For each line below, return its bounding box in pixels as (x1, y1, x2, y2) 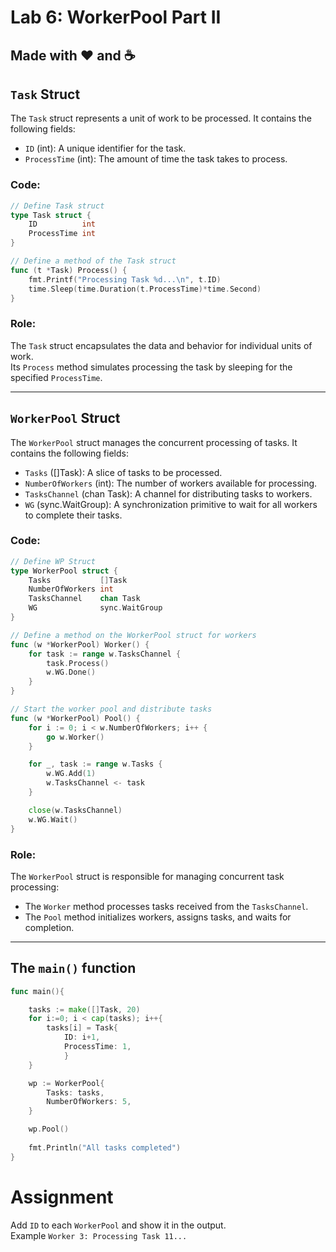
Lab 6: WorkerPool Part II (10, 6, 222, 29)
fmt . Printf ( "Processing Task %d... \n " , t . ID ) (28, 274, 222, 285)
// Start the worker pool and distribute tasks (10, 704, 213, 715)
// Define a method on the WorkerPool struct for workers (10, 630, 257, 640)
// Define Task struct (10, 201, 105, 211)
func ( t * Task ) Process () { (10, 265, 128, 275)
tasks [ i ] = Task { (46, 1023, 118, 1033)
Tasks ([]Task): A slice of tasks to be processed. (24, 466, 223, 478)
